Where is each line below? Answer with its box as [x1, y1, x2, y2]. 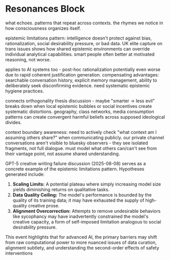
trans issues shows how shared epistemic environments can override [5, 46, 150, 52]
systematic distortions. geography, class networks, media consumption [5, 108, 154, 115]
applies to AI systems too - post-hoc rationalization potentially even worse [5, 66, 161, 72]
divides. [5, 119, 22, 125]
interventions [5, 250, 33, 256]
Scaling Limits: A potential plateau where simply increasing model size [12, 181, 161, 187]
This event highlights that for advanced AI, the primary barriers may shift [5, 234, 157, 240]
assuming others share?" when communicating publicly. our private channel [5, 134, 164, 140]
